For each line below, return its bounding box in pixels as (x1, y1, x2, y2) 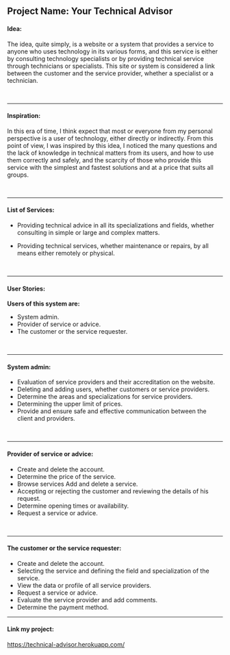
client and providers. (16, 415, 75, 423)
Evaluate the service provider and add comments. (16, 595, 158, 604)
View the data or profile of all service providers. (16, 581, 152, 589)
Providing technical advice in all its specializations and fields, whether (16, 221, 214, 229)
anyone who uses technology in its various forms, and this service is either (7, 47, 218, 55)
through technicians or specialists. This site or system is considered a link (7, 62, 216, 70)
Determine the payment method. (16, 603, 109, 611)
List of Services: (7, 206, 55, 214)
